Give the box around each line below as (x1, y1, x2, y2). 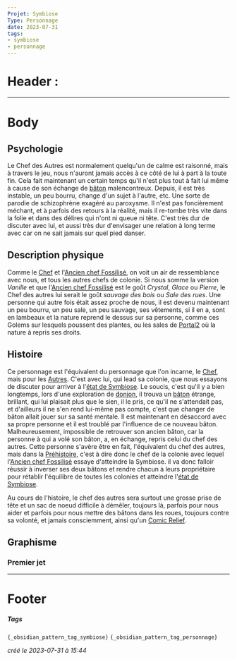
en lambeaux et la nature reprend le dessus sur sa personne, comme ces (7, 313, 219, 321)
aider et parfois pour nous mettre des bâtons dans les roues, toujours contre (7, 508, 229, 517)
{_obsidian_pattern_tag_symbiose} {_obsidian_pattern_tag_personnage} (7, 634, 218, 641)
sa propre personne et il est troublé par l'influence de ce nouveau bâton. (7, 419, 218, 428)
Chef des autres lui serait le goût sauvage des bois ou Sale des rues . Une (7, 290, 221, 299)
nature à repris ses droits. (7, 328, 82, 336)
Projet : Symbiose (7, 10, 59, 18)
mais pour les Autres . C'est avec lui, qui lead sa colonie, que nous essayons (7, 375, 228, 383)
